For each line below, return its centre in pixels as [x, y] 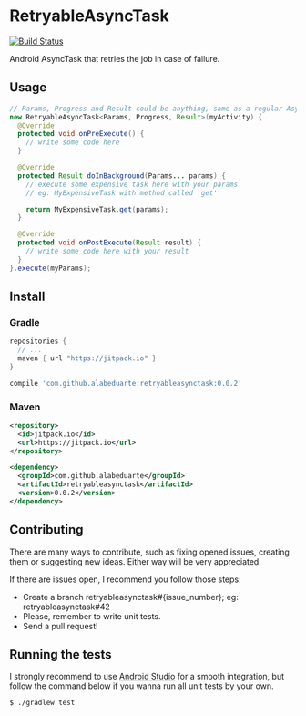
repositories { [38, 342]
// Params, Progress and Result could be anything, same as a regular [146, 109]
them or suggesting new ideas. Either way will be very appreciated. [135, 561]
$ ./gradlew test [42, 703]
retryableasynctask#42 [66, 607]
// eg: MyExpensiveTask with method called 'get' [122, 192]
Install [27, 297]
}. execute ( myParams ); [51, 268]
